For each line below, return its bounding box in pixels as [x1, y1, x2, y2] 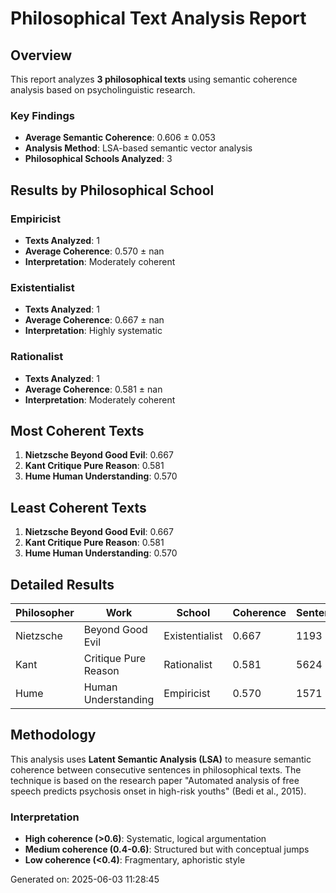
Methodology [10, 727, 97, 744]
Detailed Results [10, 576, 115, 593]
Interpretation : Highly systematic [24, 325, 163, 337]
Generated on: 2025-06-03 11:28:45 [10, 873, 160, 886]
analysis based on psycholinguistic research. [10, 84, 196, 96]
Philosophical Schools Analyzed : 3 [24, 153, 173, 165]
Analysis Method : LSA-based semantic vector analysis [24, 142, 253, 154]
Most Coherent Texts [10, 422, 145, 439]
